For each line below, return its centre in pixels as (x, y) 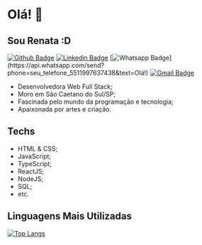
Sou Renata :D (39, 41)
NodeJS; (30, 179)
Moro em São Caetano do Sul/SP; (66, 94)
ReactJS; (31, 171)
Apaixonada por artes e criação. (64, 109)
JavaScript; (34, 156)
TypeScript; (34, 163)
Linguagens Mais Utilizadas (70, 216)
